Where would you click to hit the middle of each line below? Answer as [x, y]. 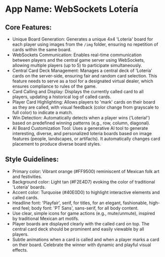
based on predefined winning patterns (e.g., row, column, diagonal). [81, 123]
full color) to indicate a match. [43, 112]
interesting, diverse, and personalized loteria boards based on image [82, 133]
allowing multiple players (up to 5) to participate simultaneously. [77, 65]
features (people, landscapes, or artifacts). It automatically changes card [86, 139]
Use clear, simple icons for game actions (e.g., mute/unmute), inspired [83, 213]
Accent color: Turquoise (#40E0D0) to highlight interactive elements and [86, 192]
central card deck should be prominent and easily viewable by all [78, 229]
